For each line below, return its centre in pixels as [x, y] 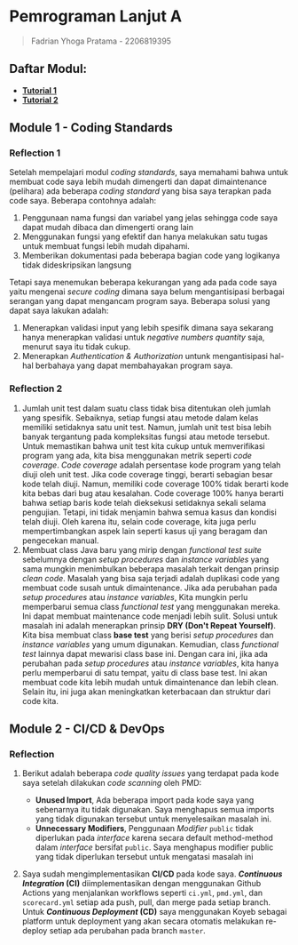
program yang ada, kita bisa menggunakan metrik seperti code [137, 455]
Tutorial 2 [40, 100]
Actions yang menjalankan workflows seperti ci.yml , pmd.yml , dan [142, 893]
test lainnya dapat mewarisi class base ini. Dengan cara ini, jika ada [145, 653]
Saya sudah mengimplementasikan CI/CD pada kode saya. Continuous [152, 874]
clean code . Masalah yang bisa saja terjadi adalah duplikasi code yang [151, 578]
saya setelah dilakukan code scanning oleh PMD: [112, 783]
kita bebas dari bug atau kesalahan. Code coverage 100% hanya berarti [153, 493]
